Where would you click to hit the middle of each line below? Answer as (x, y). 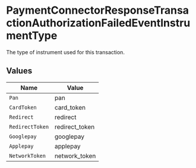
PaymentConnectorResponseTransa (97, 10)
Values (19, 71)
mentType (32, 36)
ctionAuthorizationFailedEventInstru (98, 23)
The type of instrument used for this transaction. (65, 52)
